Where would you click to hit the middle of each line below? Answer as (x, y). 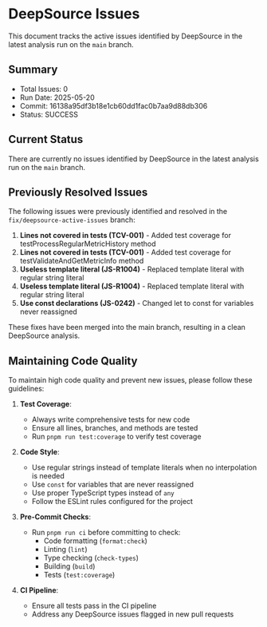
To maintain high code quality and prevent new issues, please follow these (130, 380)
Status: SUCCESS (49, 114)
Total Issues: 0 (44, 89)
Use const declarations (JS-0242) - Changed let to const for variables (137, 304)
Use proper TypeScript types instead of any (103, 493)
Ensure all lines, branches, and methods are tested (115, 428)
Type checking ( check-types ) (91, 558)
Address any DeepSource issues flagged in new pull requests (133, 614)
